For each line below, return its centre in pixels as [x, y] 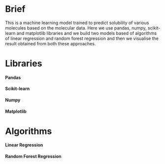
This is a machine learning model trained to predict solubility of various [77, 23]
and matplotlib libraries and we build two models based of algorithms [86, 33]
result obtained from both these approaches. [50, 43]
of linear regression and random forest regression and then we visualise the [82, 38]
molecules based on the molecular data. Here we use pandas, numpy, [76, 28]
